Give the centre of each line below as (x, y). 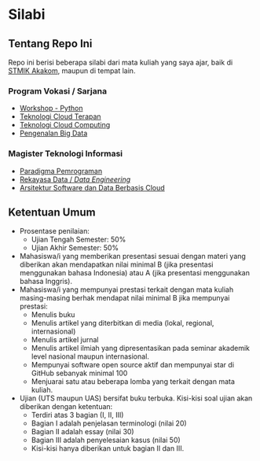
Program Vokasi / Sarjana (58, 90)
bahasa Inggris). (46, 282)
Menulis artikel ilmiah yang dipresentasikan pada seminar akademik (140, 349)
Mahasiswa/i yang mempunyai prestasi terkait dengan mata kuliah (126, 290)
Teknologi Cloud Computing (65, 125)
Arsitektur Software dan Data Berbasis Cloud (92, 187)
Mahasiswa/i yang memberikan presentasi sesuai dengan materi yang (132, 256)
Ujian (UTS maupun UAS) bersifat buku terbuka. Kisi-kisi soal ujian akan (136, 398)
